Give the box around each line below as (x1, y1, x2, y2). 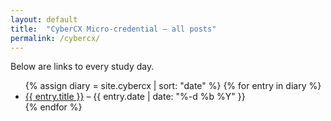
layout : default (10, 14, 78, 25)
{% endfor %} (24, 101, 83, 113)
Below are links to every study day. (10, 61, 155, 73)
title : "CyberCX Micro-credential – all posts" (10, 24, 217, 34)
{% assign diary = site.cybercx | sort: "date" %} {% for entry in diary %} (24, 80, 322, 92)
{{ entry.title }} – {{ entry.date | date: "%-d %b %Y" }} (24, 91, 246, 103)
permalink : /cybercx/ (10, 33, 101, 43)
